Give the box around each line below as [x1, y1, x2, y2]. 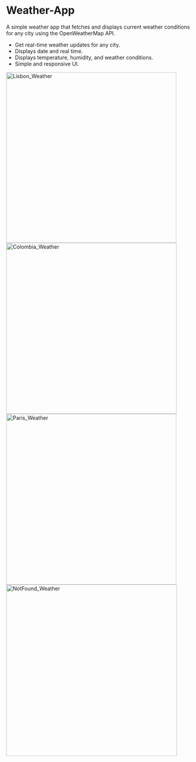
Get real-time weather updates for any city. [14, 41, 121, 48]
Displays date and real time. [14, 47, 83, 54]
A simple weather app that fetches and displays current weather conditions [6, 23, 190, 30]
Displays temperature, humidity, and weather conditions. [14, 54, 153, 61]
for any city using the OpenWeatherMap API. [6, 29, 116, 36]
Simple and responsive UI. [14, 60, 79, 67]
